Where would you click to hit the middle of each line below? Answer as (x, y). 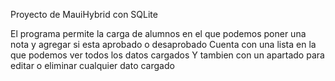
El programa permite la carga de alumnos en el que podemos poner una (158, 33)
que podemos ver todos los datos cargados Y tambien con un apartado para (167, 55)
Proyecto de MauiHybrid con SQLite (84, 14)
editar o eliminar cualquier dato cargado (92, 65)
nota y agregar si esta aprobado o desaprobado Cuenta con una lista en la (163, 44)
